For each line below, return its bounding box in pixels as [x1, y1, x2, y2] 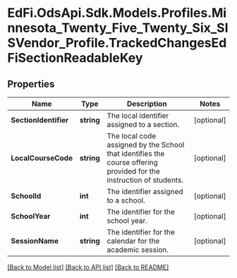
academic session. [107, 245, 169, 255]
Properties [7, 78, 55, 90]
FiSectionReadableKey [7, 50, 143, 66]
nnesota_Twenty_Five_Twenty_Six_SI [7, 20, 229, 36]
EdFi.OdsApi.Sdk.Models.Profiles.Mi [7, 5, 227, 21]
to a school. [107, 195, 146, 205]
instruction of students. [107, 175, 184, 185]
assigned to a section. [107, 120, 180, 129]
